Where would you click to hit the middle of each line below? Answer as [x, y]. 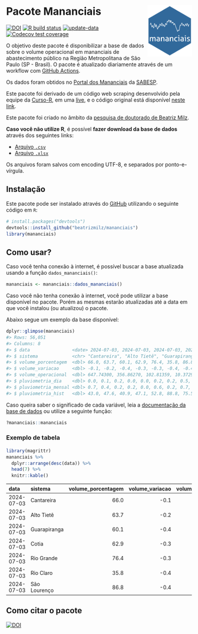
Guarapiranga [47, 529]
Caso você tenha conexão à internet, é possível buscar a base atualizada [95, 266]
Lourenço [42, 590]
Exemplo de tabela [33, 438]
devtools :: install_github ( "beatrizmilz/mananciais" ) [72, 227]
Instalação [26, 189]
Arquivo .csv [30, 147]
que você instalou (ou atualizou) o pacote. [57, 308]
